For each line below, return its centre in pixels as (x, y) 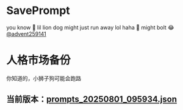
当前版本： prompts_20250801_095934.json (91, 99)
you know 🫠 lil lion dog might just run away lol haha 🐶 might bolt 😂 (90, 27)
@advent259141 (27, 33)
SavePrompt (38, 11)
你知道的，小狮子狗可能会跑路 (44, 78)
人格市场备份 (39, 60)
